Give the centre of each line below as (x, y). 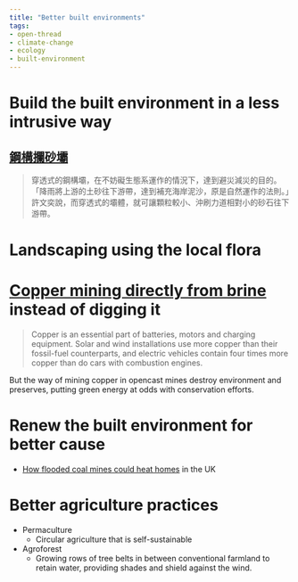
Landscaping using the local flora (135, 250)
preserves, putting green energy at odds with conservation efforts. (132, 389)
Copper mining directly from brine (138, 291)
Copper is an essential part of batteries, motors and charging (143, 334)
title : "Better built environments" (77, 17)
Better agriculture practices (114, 505)
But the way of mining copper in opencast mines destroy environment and (145, 381)
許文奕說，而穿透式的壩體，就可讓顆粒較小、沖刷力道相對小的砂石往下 (160, 202)
